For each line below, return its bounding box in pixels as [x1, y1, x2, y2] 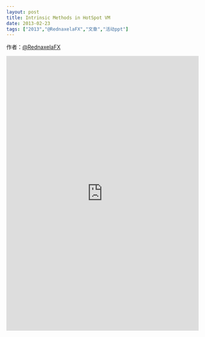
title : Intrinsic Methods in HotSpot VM [6, 15, 111, 21]
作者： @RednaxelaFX [6, 43, 61, 51]
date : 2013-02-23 [6, 20, 51, 26]
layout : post [6, 9, 40, 15]
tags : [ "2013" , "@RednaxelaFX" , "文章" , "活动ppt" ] [6, 26, 129, 32]
